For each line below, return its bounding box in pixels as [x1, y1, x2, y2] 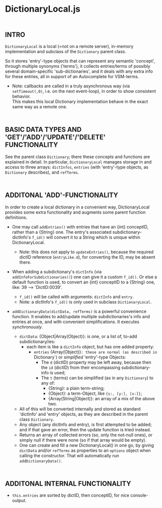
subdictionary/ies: [19, 338, 55, 345]
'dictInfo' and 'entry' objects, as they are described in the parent [19, 411, 148, 417]
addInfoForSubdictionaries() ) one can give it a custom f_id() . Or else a [12, 274, 157, 280]
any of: [41, 380, 55, 386]
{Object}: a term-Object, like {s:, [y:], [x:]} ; [48, 390, 142, 396]
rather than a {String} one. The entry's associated [12, 229, 112, 235]
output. [12, 498, 27, 504]
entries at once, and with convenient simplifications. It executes [12, 319, 140, 325]
